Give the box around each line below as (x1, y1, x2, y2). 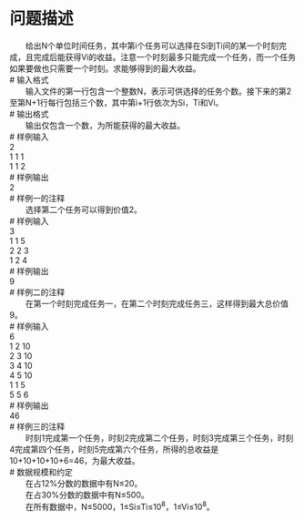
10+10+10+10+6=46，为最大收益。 (9, 455, 140, 465)
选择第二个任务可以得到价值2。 (25, 204, 143, 215)
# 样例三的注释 (9, 421, 66, 432)
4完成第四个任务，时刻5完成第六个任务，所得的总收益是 (9, 444, 219, 455)
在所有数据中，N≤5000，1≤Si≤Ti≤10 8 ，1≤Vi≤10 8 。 (25, 499, 216, 512)
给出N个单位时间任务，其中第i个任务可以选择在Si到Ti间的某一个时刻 (25, 40, 280, 51)
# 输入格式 (9, 74, 49, 85)
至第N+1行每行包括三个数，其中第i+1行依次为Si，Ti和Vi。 (9, 97, 224, 107)
